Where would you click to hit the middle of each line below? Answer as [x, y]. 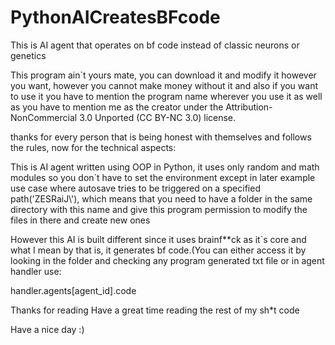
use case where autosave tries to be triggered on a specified [135, 188]
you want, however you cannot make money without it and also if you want [164, 85]
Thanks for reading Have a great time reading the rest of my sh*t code [155, 310]
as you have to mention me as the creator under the [117, 107]
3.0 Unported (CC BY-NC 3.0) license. [158, 117]
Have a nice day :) [47, 329]
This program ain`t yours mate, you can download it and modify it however [163, 75]
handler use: [36, 271]
